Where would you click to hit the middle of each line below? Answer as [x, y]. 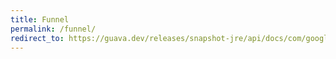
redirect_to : [37, 38]
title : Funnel [40, 19]
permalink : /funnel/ [53, 29]
